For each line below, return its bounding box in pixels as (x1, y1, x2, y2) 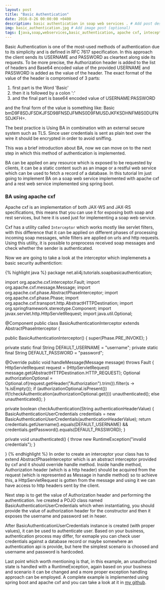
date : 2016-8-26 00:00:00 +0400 (5, 16, 71, 21)
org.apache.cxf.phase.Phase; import (5, 295, 79, 301)
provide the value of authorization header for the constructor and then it (5, 508, 151, 514)
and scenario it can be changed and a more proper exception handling (5, 569, 148, 575)
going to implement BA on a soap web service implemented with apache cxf (5, 176, 160, 181)
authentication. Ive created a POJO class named (5, 497, 103, 504)
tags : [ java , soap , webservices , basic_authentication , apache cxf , (5, 30, 141, 35)
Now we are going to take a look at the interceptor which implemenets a (5, 255, 151, 261)
